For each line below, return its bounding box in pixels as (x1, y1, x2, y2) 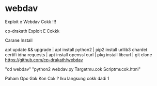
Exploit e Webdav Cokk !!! (5, 19, 57, 25)
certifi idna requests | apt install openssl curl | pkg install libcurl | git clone (5, 51, 153, 58)
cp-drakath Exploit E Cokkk (5, 28, 60, 34)
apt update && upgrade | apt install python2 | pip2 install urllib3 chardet (5, 47, 148, 52)
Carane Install (5, 37, 33, 43)
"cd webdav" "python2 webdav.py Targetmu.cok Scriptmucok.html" (5, 66, 141, 72)
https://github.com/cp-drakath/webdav (5, 57, 83, 62)
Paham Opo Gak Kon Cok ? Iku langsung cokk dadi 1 (5, 75, 110, 81)
